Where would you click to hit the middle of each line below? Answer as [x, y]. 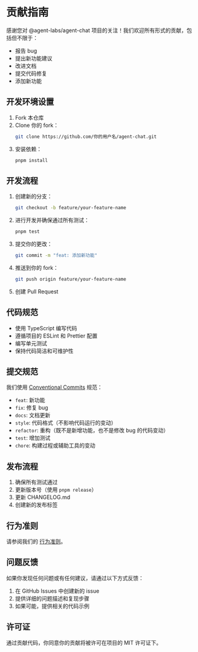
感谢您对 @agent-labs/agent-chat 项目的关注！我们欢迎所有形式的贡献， [97, 30]
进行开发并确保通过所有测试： [52, 220]
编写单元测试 [31, 343]
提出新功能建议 [34, 58]
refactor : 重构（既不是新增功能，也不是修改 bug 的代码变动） [92, 431]
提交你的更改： [34, 244]
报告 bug [26, 51]
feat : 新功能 [30, 400]
